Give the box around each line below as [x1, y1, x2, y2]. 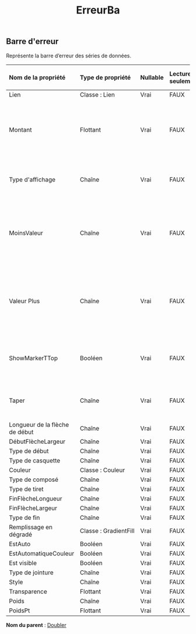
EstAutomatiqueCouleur [9, 549, 75, 557]
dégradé [9, 530, 33, 539]
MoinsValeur [9, 229, 43, 237]
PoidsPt [9, 606, 30, 615]
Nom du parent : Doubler [6, 621, 66, 628]
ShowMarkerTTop [9, 354, 58, 362]
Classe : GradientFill [79, 526, 135, 534]
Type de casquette [9, 456, 61, 464]
